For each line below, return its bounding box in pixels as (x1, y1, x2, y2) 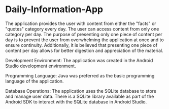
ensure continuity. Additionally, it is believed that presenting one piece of (5, 42, 158, 48)
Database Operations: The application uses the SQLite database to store (5, 88, 156, 94)
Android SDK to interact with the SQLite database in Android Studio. (5, 98, 147, 105)
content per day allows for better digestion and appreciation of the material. (5, 47, 163, 53)
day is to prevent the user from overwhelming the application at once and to (5, 37, 164, 43)
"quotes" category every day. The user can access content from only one (5, 25, 159, 32)
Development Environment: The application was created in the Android (5, 57, 153, 63)
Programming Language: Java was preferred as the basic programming (5, 72, 155, 78)
